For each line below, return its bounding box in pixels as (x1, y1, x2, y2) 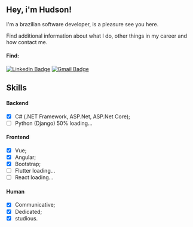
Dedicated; (14, 208, 42, 215)
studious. (14, 214, 38, 222)
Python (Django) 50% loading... (14, 119, 93, 127)
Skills (6, 83, 27, 93)
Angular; (14, 154, 36, 161)
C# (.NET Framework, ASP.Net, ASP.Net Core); (14, 113, 130, 120)
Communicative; (14, 201, 56, 208)
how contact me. (6, 38, 48, 45)
